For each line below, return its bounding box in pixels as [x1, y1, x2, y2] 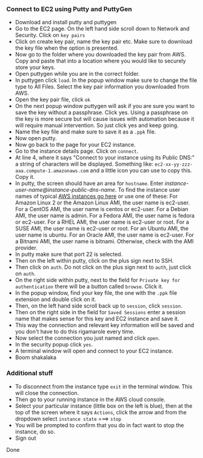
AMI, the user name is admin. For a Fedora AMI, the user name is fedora [15, 212, 195, 220]
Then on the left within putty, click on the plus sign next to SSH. [15, 257, 174, 264]
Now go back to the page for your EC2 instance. [15, 141, 136, 149]
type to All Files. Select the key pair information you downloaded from [15, 83, 190, 90]
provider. [15, 244, 38, 252]
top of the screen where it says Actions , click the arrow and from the [15, 408, 187, 416]
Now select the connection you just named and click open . [15, 334, 160, 342]
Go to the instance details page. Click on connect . [15, 147, 139, 155]
